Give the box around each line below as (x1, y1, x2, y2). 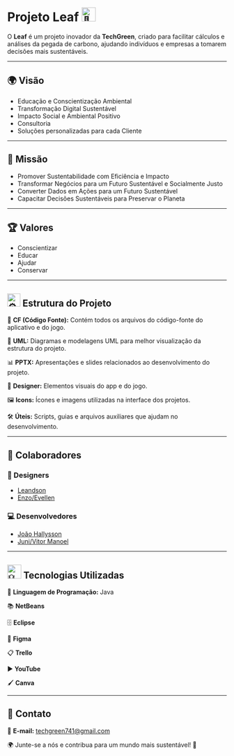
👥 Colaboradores (7, 449, 82, 461)
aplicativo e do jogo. (7, 324, 65, 332)
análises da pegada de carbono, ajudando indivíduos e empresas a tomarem (7, 39, 227, 48)
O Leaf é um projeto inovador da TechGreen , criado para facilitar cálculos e (7, 32, 225, 41)
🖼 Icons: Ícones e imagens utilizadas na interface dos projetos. (7, 395, 191, 405)
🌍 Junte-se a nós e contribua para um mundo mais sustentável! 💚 (7, 741, 197, 749)
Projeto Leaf (7, 9, 79, 25)
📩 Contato (7, 708, 52, 720)
